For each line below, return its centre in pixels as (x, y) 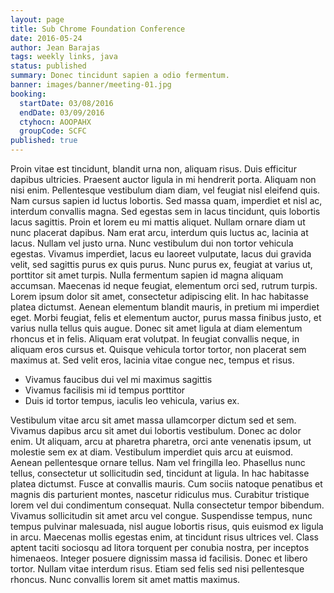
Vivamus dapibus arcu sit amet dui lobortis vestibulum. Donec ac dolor (156, 430)
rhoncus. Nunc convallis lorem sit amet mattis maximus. (125, 579)
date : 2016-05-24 (46, 38)
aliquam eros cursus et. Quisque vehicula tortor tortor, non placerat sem (158, 349)
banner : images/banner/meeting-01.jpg (91, 85)
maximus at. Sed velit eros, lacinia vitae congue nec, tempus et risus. (152, 360)
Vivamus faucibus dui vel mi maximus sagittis (118, 379)
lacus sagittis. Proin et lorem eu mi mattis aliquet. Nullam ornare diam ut (158, 222)
